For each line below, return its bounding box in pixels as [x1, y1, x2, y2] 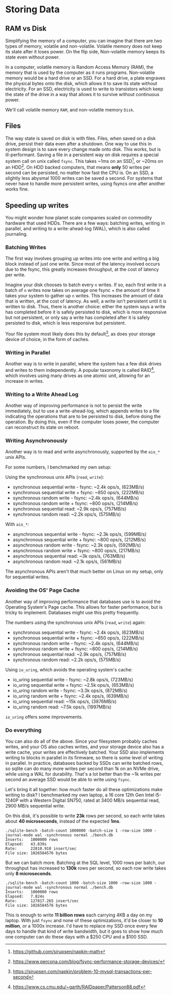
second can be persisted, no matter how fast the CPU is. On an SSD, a [5, 170, 154, 176]
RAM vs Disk [5, 24, 47, 33]
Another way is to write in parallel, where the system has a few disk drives [5, 361, 162, 367]
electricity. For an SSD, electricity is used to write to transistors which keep [5, 86, 164, 92]
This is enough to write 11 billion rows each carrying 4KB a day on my [5, 912, 153, 918]
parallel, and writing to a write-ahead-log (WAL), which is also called [5, 225, 150, 232]
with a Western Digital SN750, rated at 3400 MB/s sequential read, [19, 797, 160, 803]
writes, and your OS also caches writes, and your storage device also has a [5, 744, 164, 750]
